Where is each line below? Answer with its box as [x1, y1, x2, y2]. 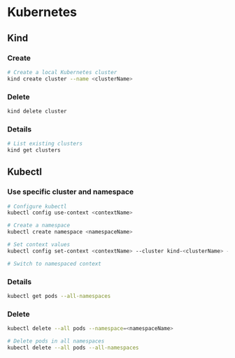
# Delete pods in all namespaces [7, 338, 105, 345]
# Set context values [7, 241, 71, 248]
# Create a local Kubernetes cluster [7, 69, 117, 76]
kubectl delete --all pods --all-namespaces [7, 344, 139, 351]
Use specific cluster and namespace [7, 187, 134, 196]
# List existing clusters [7, 141, 83, 148]
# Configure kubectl [7, 203, 68, 210]
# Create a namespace [7, 222, 71, 229]
